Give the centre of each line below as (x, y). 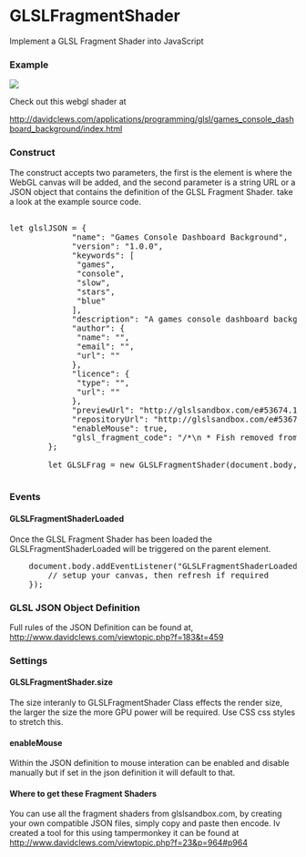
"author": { (98, 328)
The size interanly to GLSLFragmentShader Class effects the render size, (146, 703)
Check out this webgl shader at (68, 102)
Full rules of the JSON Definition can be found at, (102, 627)
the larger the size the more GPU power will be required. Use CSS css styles (153, 712)
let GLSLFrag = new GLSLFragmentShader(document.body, (173, 464)
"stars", (96, 291)
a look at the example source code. (75, 201)
